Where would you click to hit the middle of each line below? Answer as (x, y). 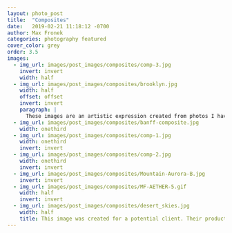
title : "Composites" (38, 20)
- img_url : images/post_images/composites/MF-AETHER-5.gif (100, 187)
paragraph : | (38, 110)
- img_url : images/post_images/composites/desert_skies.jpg (101, 206)
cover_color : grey (33, 45)
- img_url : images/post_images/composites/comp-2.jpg (92, 155)
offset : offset (41, 97)
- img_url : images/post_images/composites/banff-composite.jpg (106, 122)
